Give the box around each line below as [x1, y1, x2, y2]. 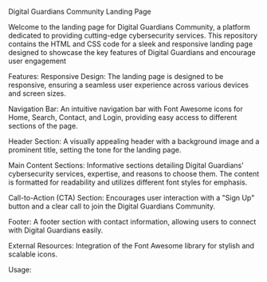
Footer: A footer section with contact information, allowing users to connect [8, 217, 257, 226]
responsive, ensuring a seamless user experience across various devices [8, 80, 249, 89]
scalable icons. [8, 249, 58, 259]
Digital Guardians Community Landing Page [8, 7, 151, 16]
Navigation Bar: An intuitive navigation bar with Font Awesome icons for [8, 104, 243, 113]
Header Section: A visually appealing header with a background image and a [8, 137, 260, 146]
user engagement [8, 56, 66, 66]
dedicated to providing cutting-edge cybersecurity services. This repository [8, 31, 257, 40]
